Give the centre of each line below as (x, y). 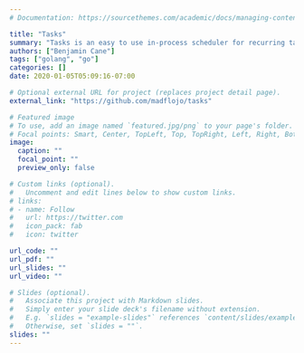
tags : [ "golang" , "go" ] (54, 60)
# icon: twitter (44, 235)
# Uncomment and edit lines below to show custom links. (123, 192)
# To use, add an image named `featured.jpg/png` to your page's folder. (152, 126)
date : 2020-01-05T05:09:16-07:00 (72, 76)
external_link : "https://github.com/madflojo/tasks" (111, 100)
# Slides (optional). (50, 292)
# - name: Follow (42, 209)
